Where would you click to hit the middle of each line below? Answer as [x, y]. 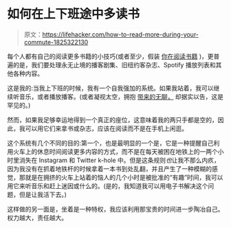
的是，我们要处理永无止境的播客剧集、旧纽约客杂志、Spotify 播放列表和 [114, 65]
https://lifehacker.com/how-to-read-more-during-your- [121, 34]
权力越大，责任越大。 [37, 218]
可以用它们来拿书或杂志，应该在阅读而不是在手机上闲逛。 [106, 128]
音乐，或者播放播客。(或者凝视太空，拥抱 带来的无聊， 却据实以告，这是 [121, 96]
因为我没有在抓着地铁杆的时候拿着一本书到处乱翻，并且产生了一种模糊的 [109, 168]
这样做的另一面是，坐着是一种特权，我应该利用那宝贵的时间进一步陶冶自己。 [115, 209]
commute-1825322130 [56, 42]
